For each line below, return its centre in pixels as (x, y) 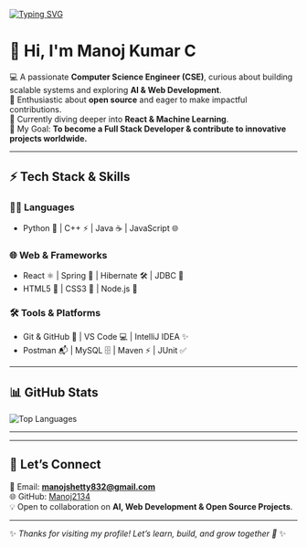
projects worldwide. (48, 138)
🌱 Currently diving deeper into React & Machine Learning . (119, 119)
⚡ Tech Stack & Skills (70, 177)
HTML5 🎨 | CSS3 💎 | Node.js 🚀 (80, 289)
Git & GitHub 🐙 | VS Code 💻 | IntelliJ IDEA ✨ (106, 337)
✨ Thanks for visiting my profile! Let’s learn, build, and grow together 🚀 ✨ (148, 533)
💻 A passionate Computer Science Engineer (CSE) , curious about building (151, 77)
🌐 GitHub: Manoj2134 (50, 496)
